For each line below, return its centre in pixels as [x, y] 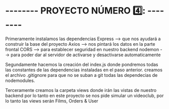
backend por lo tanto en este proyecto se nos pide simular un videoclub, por [84, 95]
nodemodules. [20, 80]
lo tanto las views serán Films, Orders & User [52, 101]
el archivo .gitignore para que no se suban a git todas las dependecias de [81, 75]
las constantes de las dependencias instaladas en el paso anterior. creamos [84, 70]
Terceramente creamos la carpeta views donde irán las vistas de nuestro [81, 90]
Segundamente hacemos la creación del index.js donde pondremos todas [82, 64]
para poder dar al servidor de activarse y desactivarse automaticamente [86, 55]
